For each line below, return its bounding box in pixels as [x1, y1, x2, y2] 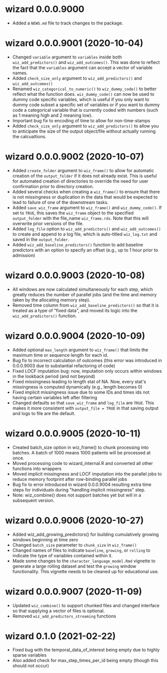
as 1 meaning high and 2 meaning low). [12, 112, 93, 118]
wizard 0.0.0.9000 [5, 3, 85, 15]
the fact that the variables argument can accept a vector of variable [12, 64, 153, 70]
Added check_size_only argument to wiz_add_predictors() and [12, 75, 142, 81]
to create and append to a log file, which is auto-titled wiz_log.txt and [12, 231, 158, 237]
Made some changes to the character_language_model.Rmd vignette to [12, 558, 156, 564]
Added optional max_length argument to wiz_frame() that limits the [12, 347, 149, 353]
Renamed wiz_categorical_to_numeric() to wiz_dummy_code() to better [12, 86, 157, 92]
